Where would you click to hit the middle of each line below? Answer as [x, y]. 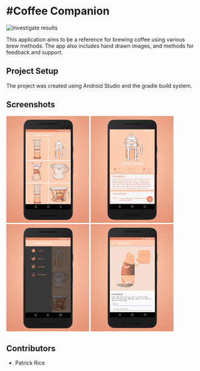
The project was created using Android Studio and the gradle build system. [99, 86]
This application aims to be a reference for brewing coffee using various [96, 39]
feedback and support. [35, 52]
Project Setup [33, 71]
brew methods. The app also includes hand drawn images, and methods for [100, 46]
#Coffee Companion [58, 11]
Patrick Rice [30, 363]
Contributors [31, 348]
